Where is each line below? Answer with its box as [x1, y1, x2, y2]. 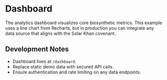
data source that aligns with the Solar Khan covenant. [5, 30, 116, 36]
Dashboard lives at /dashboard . [12, 58, 76, 64]
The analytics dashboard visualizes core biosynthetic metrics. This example [5, 20, 162, 26]
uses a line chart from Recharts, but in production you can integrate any [5, 25, 154, 31]
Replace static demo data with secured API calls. [12, 63, 114, 69]
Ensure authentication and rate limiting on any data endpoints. [12, 69, 141, 75]
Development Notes [5, 45, 69, 53]
